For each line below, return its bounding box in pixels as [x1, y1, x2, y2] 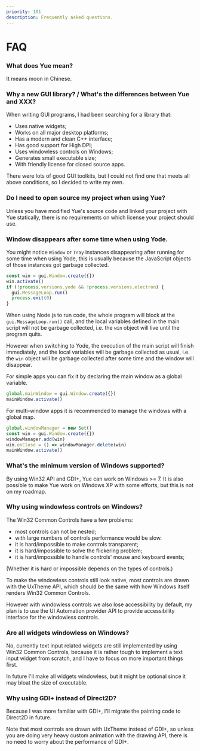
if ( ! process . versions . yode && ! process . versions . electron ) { [6, 284, 164, 290]
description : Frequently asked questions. [6, 14, 113, 20]
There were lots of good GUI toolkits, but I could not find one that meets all [6, 172, 190, 180]
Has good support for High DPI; [14, 142, 93, 149]
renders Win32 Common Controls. [6, 589, 91, 596]
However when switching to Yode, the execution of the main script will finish [6, 342, 194, 349]
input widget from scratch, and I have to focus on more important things [6, 655, 183, 662]
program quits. [6, 330, 43, 338]
